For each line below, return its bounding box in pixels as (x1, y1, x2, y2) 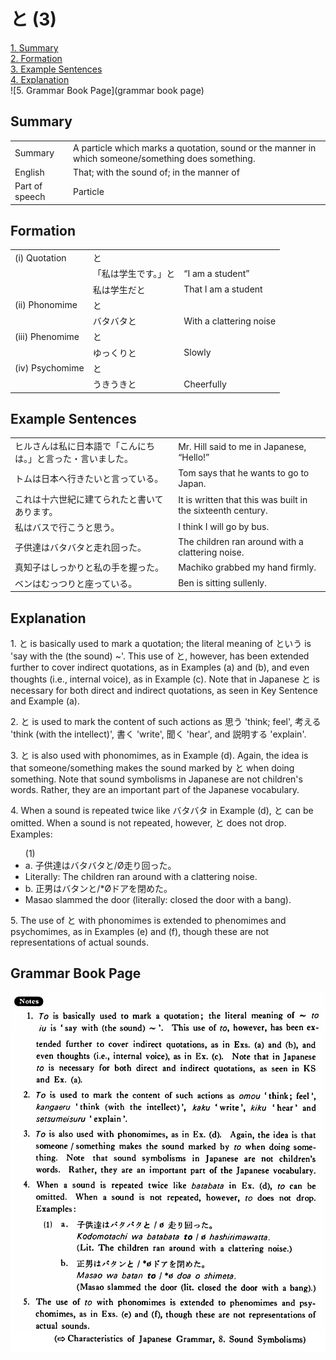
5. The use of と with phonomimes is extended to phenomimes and (10, 914, 287, 926)
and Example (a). (10, 695, 80, 707)
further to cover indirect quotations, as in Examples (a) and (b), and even (10, 661, 310, 673)
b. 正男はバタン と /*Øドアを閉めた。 (24, 882, 173, 894)
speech (14, 191, 46, 202)
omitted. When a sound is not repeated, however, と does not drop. (10, 816, 287, 829)
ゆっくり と (92, 346, 137, 359)
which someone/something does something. (73, 152, 256, 164)
